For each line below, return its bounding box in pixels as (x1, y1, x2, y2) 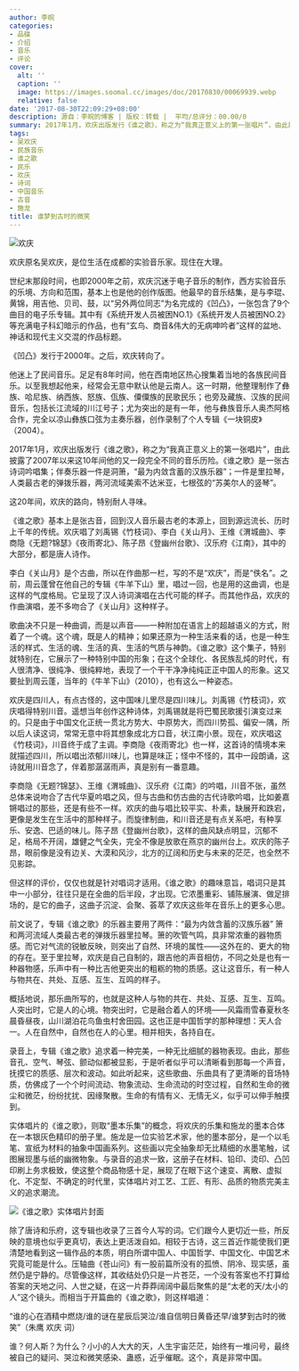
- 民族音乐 (9, 145, 44, 154)
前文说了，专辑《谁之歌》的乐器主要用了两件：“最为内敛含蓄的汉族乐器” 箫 (9, 918, 284, 929)
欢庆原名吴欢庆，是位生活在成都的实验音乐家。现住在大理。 (9, 256, 228, 267)
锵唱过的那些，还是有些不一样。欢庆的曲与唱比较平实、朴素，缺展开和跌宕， (9, 802, 290, 813)
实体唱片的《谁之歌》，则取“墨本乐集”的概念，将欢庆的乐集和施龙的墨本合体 (9, 1120, 286, 1130)
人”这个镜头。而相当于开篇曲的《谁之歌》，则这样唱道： (9, 1292, 212, 1302)
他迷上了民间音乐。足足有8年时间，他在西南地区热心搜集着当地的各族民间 (9, 369, 279, 380)
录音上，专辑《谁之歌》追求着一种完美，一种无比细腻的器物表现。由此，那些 (9, 1045, 290, 1056)
